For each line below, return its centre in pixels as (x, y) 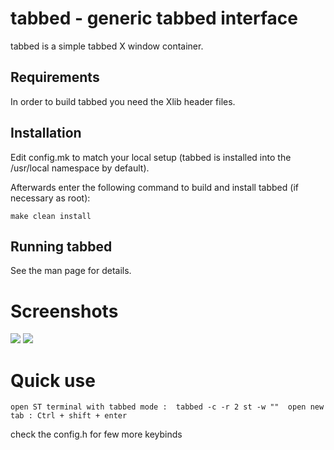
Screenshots (64, 311)
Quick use (53, 380)
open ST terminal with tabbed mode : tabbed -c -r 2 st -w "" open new (167, 407)
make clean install (51, 216)
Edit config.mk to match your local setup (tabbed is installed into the (151, 157)
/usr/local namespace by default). (80, 168)
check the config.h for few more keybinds (96, 434)
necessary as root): (50, 198)
